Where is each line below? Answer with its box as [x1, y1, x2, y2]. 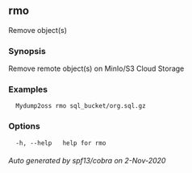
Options [8, 121, 40, 132]
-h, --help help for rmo [15, 138, 106, 147]
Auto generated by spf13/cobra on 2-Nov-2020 [8, 156, 166, 166]
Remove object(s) [8, 25, 67, 35]
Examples [8, 84, 48, 95]
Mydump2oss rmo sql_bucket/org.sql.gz [15, 102, 147, 110]
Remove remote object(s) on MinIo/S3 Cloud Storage [8, 64, 185, 73]
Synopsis [8, 45, 46, 56]
